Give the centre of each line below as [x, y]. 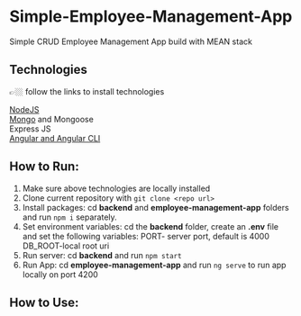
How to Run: [44, 167]
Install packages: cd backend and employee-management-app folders [156, 207]
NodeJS [24, 109]
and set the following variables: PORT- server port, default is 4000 [146, 236]
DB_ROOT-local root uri [66, 246]
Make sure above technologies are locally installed [116, 188]
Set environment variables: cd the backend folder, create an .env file [150, 226]
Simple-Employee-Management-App [151, 17]
